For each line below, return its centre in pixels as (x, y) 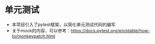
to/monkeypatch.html (33, 36)
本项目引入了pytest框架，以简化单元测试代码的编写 (63, 24)
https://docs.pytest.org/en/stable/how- (110, 30)
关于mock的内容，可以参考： (41, 30)
